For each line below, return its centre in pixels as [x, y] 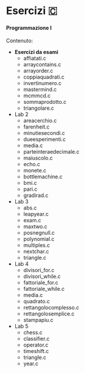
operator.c [36, 345]
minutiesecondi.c [44, 133]
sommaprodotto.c [45, 102]
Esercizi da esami [36, 52]
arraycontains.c [42, 65]
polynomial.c [39, 239]
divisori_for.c [39, 270]
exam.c [32, 221]
